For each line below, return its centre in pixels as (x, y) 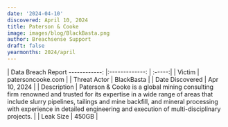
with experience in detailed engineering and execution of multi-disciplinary (114, 109)
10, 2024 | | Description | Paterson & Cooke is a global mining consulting (110, 87)
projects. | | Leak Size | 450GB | (53, 116)
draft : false (26, 46)
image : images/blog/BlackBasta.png (59, 33)
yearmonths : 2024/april (42, 53)
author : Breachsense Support (49, 40)
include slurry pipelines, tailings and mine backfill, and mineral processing (113, 101)
